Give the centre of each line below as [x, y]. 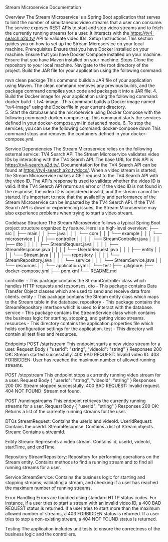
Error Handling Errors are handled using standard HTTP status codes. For [81, 497]
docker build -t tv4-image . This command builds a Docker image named [80, 102]
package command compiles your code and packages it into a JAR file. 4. [81, 91]
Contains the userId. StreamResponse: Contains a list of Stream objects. [80, 427]
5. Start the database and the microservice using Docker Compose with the [83, 112]
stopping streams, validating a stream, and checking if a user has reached [82, 482]
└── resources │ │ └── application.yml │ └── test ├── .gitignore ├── [79, 265]
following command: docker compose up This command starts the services [83, 118]
